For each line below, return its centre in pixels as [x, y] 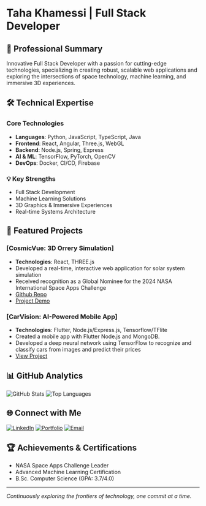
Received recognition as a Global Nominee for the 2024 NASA [94, 281]
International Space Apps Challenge [60, 287]
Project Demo [32, 301]
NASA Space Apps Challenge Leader [62, 466]
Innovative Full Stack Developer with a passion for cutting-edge [86, 63]
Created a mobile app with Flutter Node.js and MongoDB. [87, 336]
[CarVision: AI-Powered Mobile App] [62, 317]
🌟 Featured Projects [45, 231]
